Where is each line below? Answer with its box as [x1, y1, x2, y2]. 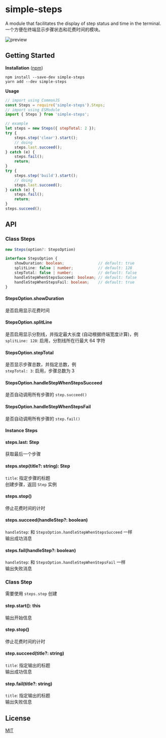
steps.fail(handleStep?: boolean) [5, 547, 76, 553]
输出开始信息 [5, 615, 32, 621]
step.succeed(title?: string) [5, 650, 64, 656]
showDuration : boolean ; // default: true [14, 261, 135, 266]
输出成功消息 [5, 535, 32, 541]
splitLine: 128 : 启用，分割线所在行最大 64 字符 [5, 337, 105, 343]
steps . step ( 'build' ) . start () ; [14, 173, 78, 178]
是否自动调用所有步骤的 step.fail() [5, 415, 80, 422]
